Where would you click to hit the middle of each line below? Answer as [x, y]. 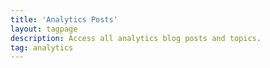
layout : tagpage [44, 29]
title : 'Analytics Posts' [64, 19]
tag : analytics [42, 47]
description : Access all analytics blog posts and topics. [136, 38]
